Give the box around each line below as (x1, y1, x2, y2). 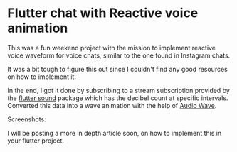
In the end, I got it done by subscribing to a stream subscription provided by (7, 86, 230, 94)
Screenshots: (7, 115, 46, 124)
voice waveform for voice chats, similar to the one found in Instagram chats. (7, 51, 231, 60)
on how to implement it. (7, 72, 77, 81)
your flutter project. (7, 136, 64, 145)
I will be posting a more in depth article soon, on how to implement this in (7, 129, 222, 137)
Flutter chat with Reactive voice (7, 5, 199, 21)
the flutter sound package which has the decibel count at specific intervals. (7, 94, 228, 102)
